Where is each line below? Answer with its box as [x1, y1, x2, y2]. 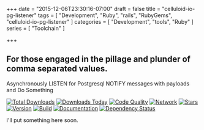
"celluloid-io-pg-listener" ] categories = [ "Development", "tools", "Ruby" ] [6, 18, 194, 25]
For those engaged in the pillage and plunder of [6, 54, 191, 65]
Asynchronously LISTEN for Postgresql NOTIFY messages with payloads [6, 79, 190, 87]
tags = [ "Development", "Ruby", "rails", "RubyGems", [37, 12, 173, 19]
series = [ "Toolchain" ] [6, 24, 66, 32]
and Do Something [6, 86, 53, 93]
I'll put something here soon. [6, 116, 78, 124]
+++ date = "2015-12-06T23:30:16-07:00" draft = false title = [6, 5, 161, 12]
